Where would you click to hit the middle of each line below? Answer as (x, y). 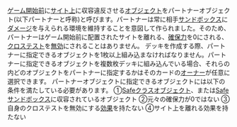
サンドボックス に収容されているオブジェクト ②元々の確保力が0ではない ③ (118, 99)
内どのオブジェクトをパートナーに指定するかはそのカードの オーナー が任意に (119, 72)
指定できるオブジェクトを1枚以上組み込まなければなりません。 (117, 55)
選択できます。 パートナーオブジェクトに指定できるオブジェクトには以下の (116, 81)
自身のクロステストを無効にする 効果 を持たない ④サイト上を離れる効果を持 (118, 108)
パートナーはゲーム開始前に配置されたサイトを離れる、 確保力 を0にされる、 (118, 37)
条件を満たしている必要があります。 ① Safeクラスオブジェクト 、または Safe (118, 90)
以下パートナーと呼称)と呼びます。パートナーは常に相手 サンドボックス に (122, 19)
